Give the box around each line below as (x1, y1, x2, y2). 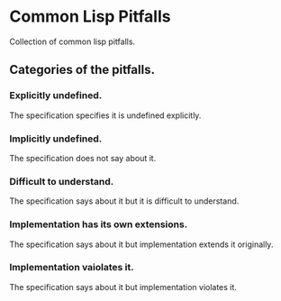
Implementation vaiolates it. (9, 261, 135, 274)
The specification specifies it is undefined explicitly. (9, 110, 202, 121)
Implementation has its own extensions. (9, 218, 188, 231)
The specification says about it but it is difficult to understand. (9, 196, 240, 206)
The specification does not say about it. (9, 152, 157, 163)
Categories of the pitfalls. (9, 62, 156, 78)
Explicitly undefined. (9, 89, 103, 102)
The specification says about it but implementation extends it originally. (9, 239, 274, 250)
